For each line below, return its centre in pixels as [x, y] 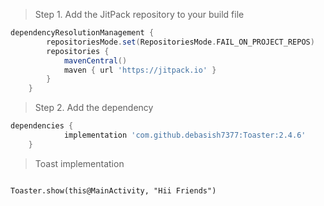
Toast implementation [79, 163]
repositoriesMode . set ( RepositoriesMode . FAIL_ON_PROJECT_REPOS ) [180, 42]
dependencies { [42, 126]
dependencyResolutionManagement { [82, 33]
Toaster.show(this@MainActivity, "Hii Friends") [113, 190]
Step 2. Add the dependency [94, 108]
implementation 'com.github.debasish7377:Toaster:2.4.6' [185, 135]
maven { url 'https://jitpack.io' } [140, 70]
